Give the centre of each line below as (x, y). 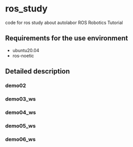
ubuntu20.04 (26, 50)
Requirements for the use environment (67, 38)
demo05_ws (20, 125)
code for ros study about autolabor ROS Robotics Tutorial (64, 22)
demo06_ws (20, 139)
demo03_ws (20, 99)
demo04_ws (20, 112)
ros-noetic (23, 55)
